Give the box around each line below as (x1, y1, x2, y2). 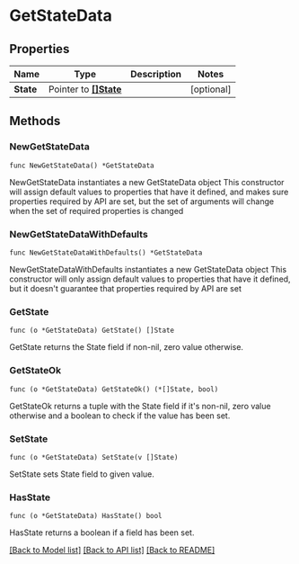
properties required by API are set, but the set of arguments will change (9, 195, 275, 207)
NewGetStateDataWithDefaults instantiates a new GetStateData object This (9, 264, 287, 274)
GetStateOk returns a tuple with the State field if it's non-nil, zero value (9, 400, 271, 411)
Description (129, 68, 182, 80)
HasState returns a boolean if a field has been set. (9, 527, 195, 538)
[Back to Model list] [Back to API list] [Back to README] (9, 545, 215, 556)
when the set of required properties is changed (9, 205, 184, 216)
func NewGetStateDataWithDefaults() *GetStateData (9, 248, 203, 257)
